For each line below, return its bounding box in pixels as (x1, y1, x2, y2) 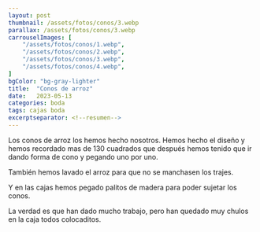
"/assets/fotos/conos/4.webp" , (22, 63, 125, 71)
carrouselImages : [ (8, 33, 72, 42)
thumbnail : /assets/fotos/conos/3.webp (8, 19, 139, 27)
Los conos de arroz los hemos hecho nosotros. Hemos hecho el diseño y (8, 135, 246, 145)
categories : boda (8, 99, 65, 107)
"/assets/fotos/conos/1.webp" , (22, 41, 125, 49)
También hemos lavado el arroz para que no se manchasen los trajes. (8, 167, 234, 177)
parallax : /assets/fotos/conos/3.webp (8, 26, 136, 34)
